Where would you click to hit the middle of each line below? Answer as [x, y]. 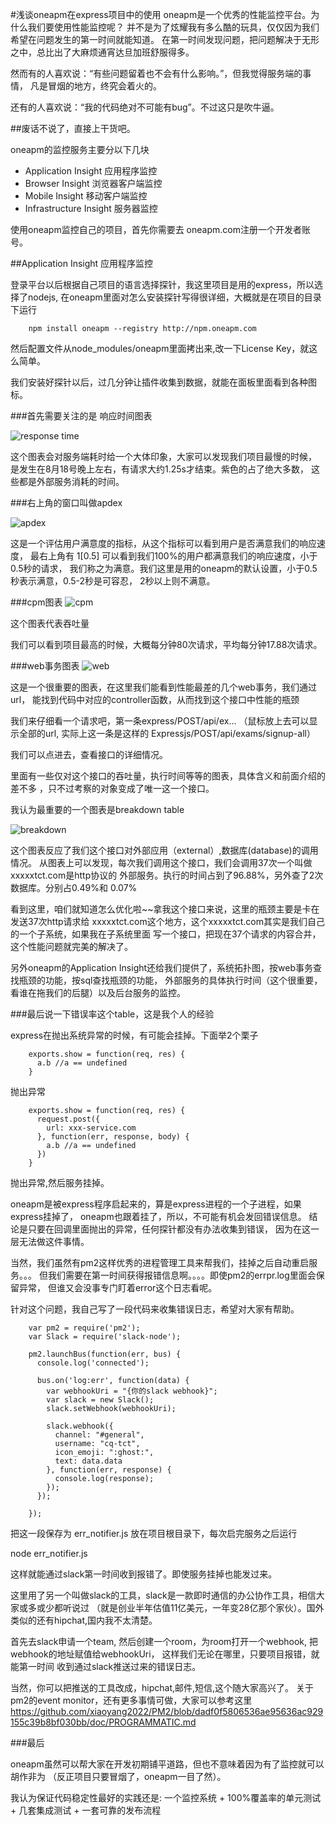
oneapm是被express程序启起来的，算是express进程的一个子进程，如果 [156, 1204]
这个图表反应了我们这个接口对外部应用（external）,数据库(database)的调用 [164, 850]
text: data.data [88, 1461]
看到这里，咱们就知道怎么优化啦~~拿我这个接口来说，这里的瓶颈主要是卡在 [165, 909]
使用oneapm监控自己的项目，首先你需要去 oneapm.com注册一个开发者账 [160, 229]
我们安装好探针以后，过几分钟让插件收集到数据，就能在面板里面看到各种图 [163, 382]
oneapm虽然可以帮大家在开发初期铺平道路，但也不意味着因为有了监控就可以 [167, 1764]
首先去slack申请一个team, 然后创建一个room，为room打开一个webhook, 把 [164, 1641]
